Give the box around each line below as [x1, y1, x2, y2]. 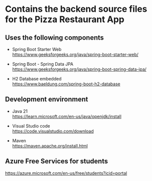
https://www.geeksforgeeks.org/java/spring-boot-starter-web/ [12, 52, 139, 57]
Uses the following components [5, 33, 104, 42]
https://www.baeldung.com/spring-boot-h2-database [12, 81, 121, 87]
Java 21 [12, 108, 28, 114]
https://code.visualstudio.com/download [12, 128, 94, 134]
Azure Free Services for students [5, 157, 109, 165]
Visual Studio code [12, 123, 50, 129]
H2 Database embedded [12, 76, 62, 81]
